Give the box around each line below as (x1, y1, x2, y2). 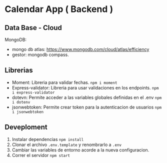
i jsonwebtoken (11, 109, 44, 114)
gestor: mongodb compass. (11, 51, 69, 57)
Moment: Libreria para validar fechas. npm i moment (11, 79, 117, 85)
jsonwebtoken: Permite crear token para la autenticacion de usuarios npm (11, 104, 162, 110)
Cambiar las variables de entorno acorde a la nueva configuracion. (11, 146, 149, 153)
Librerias (4, 66, 33, 74)
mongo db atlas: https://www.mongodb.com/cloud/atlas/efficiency (11, 46, 149, 52)
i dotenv (11, 99, 30, 104)
